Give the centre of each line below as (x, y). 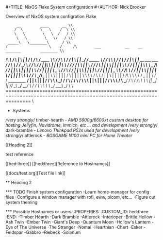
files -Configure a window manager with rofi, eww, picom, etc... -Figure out (81, 197)
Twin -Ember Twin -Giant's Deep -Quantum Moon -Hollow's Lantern (82, 222)
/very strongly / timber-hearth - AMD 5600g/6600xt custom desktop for (77, 120)
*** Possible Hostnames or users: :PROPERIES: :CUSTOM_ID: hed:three (77, 212)
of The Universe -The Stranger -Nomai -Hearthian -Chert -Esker (78, 227)
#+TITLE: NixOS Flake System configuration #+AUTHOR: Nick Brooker (76, 7)
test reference (20, 154)
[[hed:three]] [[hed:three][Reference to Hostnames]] (58, 164)
